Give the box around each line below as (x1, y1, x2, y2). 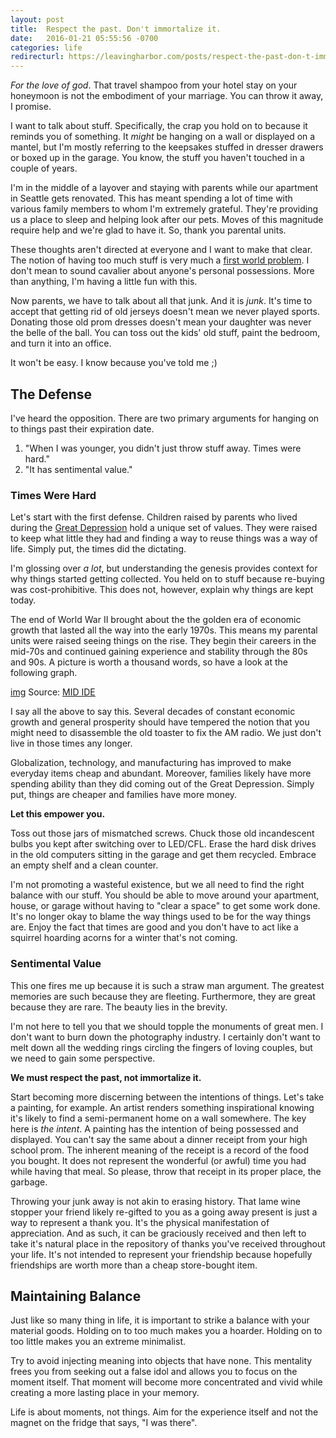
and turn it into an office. (10, 337, 112, 350)
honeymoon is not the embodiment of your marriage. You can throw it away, (10, 90, 324, 102)
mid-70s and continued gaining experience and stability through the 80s (10, 646, 308, 658)
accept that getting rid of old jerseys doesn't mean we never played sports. (10, 306, 321, 318)
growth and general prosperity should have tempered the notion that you (10, 716, 310, 728)
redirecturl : (10, 52, 65, 62)
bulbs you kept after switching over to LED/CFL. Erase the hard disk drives (10, 838, 317, 850)
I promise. (10, 101, 52, 113)
